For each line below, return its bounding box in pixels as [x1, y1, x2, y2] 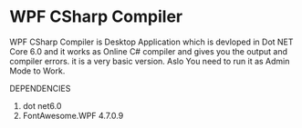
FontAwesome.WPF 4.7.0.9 [22, 110, 124, 121]
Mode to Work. [9, 65, 66, 76]
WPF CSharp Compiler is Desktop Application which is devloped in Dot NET [9, 36, 294, 47]
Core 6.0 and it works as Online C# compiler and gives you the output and [9, 45, 287, 56]
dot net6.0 [22, 100, 62, 111]
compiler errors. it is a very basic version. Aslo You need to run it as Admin [9, 55, 290, 66]
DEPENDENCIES [9, 83, 71, 94]
